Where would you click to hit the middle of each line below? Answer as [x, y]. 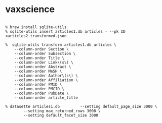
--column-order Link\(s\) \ [44, 62]
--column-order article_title [46, 98]
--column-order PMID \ [38, 84]
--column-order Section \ [42, 49]
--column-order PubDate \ [42, 93]
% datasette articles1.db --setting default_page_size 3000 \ [81, 106]
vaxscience [30, 9]
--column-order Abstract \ [43, 67]
